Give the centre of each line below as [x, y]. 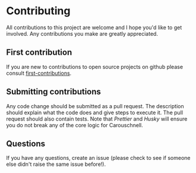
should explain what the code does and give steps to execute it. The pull [94, 112]
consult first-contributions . [39, 73]
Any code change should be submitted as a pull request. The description [95, 106]
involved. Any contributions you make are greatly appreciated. [82, 33]
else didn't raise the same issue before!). [56, 164]
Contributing [38, 11]
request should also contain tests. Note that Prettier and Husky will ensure [97, 119]
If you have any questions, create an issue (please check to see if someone [98, 158]
